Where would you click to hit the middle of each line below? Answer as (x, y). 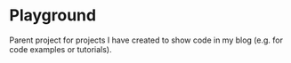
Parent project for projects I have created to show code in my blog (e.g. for (146, 40)
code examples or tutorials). (61, 49)
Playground (53, 16)
